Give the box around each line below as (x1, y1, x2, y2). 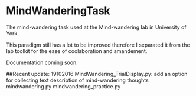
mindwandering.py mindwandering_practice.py (6, 82, 121, 90)
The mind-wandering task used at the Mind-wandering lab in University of (6, 24, 187, 31)
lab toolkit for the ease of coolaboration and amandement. (6, 47, 148, 54)
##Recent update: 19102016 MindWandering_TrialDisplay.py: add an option (6, 70, 188, 77)
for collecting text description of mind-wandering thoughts (6, 77, 149, 84)
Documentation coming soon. (6, 59, 78, 66)
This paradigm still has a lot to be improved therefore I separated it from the (6, 41, 190, 48)
